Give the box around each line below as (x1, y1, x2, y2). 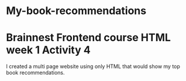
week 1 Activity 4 (6, 43, 91, 57)
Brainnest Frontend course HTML (6, 31, 171, 45)
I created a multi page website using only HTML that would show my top (6, 63, 180, 70)
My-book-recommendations (6, 4, 147, 18)
